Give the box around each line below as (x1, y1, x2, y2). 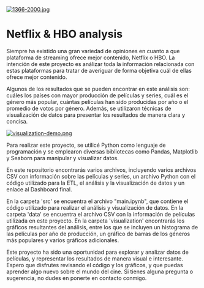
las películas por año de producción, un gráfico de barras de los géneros (6, 230, 191, 237)
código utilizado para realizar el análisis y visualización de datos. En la (6, 204, 184, 211)
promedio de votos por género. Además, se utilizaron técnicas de (6, 105, 172, 112)
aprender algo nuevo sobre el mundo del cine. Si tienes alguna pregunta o (6, 268, 194, 275)
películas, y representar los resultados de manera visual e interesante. (6, 254, 184, 262)
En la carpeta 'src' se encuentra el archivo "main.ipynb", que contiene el (6, 198, 189, 205)
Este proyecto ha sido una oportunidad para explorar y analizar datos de (6, 248, 189, 256)
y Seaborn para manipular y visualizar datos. (6, 154, 119, 161)
